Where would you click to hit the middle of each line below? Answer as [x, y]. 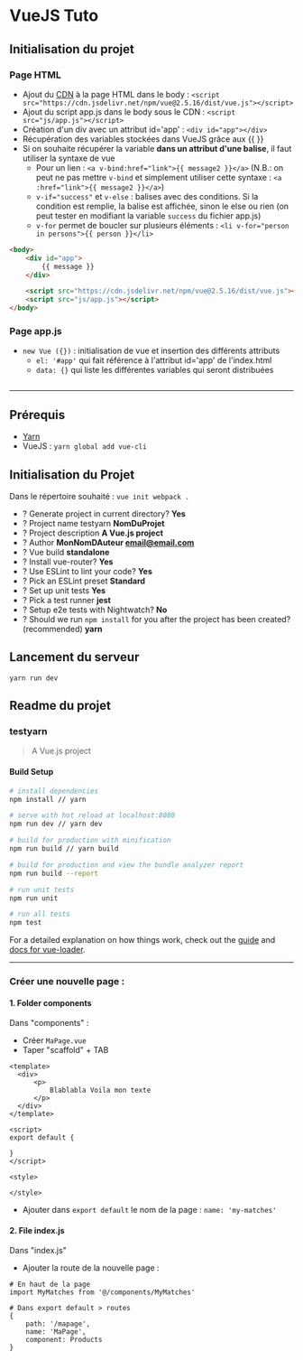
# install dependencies [54, 791]
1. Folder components [50, 1002]
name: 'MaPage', [56, 1332]
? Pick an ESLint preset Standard [84, 581]
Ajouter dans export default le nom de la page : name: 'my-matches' [149, 1210]
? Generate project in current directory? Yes [104, 513]
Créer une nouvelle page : [67, 982]
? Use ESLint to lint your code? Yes [87, 571]
